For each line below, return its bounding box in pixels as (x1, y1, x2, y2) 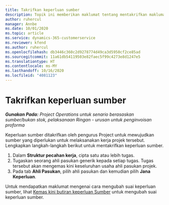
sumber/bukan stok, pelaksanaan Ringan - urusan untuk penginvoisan (5, 116, 152, 122)
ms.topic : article (5, 31, 44, 36)
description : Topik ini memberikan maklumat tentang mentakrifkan (5, 12, 147, 17)
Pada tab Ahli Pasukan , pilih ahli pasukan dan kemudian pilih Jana (12, 168, 151, 174)
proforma (5, 122, 25, 128)
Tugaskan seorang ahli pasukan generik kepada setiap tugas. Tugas (12, 157, 154, 164)
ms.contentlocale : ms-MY (5, 63, 57, 69)
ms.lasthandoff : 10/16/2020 (5, 69, 64, 74)
